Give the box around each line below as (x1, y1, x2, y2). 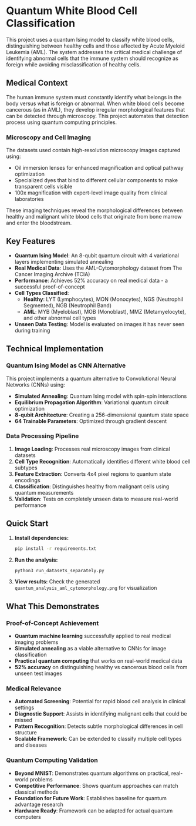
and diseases (14, 741, 47, 748)
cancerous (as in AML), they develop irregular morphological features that (6, 106, 185, 113)
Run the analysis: (14, 556, 58, 563)
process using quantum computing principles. (6, 119, 117, 126)
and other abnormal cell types (23, 314, 96, 321)
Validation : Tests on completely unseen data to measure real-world (14, 495, 178, 502)
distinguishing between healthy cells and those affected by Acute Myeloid (6, 42, 185, 49)
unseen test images (14, 670, 63, 677)
